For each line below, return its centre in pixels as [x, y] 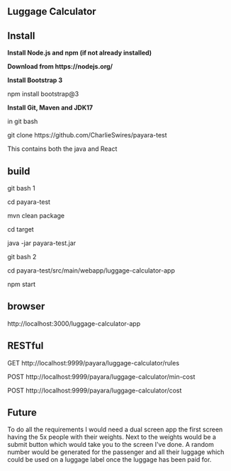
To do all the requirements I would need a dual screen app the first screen [115, 430]
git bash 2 [22, 257]
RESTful [26, 346]
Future [22, 413]
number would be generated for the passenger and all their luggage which [116, 452]
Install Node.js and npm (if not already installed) [80, 53]
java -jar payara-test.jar [42, 243]
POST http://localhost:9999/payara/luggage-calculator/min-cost [101, 376]
